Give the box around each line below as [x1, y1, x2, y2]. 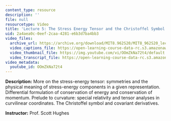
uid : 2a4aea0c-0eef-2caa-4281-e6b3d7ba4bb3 [5, 31, 99, 36]
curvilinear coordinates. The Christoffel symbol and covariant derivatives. [5, 100, 159, 106]
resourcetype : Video [5, 21, 49, 27]
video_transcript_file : [10, 55, 60, 60]
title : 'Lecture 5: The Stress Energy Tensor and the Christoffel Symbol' [5, 27, 167, 32]
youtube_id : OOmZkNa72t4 [10, 64, 63, 69]
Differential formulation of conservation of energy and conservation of [5, 89, 153, 95]
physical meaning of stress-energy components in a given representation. [5, 84, 160, 90]
